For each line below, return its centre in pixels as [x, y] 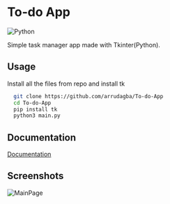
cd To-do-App [32, 103]
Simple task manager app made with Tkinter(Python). [84, 45]
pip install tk [36, 109]
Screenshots [36, 176]
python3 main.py [37, 116]
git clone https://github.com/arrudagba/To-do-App [88, 96]
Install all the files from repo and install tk [66, 84]
